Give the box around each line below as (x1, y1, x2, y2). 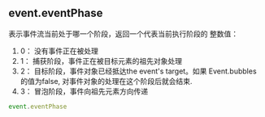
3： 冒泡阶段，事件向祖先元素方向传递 (20, 86, 149, 96)
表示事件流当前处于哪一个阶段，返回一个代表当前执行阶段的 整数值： (8, 28, 238, 39)
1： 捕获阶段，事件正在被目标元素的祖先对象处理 (20, 56, 183, 65)
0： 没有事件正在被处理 (20, 46, 99, 56)
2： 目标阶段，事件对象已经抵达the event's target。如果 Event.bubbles (20, 66, 258, 76)
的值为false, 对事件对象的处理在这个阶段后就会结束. (20, 76, 193, 86)
